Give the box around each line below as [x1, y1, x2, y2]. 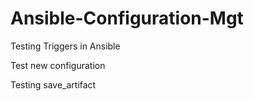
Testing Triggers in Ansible [10, 40, 121, 52]
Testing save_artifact [10, 78, 97, 91]
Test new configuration [10, 59, 106, 71]
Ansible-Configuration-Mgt [10, 7, 244, 30]
